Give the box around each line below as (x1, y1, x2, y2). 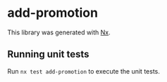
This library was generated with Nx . (7, 28, 111, 36)
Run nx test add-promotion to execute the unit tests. (7, 67, 160, 75)
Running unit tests (7, 48, 89, 60)
